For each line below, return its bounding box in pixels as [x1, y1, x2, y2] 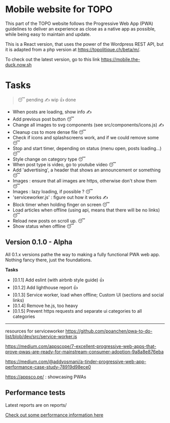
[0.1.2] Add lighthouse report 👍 [12, 284, 78, 290]
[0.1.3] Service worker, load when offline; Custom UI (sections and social [12, 291, 164, 298]
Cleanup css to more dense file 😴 [12, 129, 86, 135]
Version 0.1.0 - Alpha [5, 238, 72, 247]
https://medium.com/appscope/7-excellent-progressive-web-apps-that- [5, 343, 157, 349]
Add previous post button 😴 [12, 116, 74, 122]
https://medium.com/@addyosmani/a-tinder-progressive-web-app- [5, 358, 147, 365]
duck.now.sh [5, 62, 32, 68]
